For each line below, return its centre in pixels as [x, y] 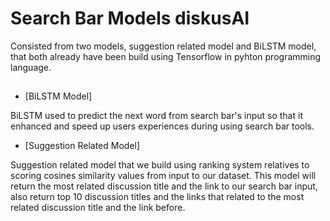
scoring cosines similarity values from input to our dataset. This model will [163, 176]
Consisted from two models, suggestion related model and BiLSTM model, [163, 46]
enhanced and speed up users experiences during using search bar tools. [162, 126]
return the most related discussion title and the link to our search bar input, [164, 186]
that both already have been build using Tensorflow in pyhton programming [166, 56]
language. [31, 67]
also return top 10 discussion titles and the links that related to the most [157, 197]
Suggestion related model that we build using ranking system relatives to [160, 165]
